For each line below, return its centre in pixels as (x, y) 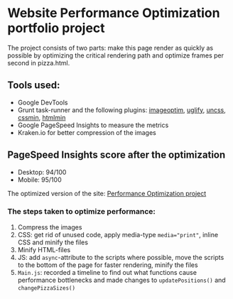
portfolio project (56, 28)
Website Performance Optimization (114, 13)
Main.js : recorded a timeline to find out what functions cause (107, 272)
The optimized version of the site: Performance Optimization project (107, 193)
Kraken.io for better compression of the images (87, 132)
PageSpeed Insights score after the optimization (116, 155)
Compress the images (50, 227)
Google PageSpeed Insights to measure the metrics (93, 125)
